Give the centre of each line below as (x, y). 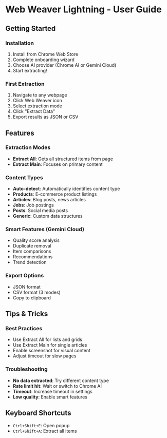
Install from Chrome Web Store (45, 54)
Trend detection (30, 262)
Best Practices (24, 329)
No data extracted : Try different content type (61, 380)
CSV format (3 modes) (36, 292)
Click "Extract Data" (34, 111)
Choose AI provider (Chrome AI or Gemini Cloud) (64, 65)
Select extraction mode (38, 106)
